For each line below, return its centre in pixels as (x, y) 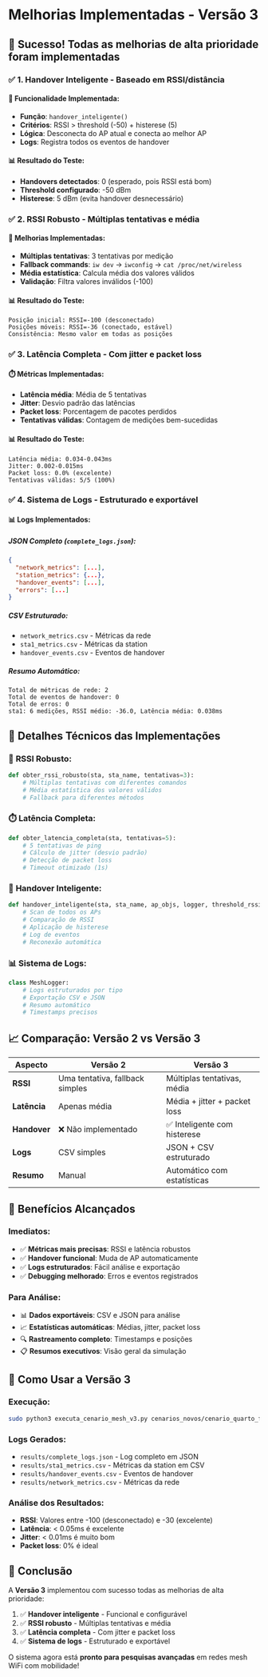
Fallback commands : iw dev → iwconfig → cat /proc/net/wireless (131, 265)
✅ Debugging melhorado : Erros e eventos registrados (109, 1276)
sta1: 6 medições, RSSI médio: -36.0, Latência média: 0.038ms (116, 711)
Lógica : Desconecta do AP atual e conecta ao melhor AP (113, 133)
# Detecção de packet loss (67, 861)
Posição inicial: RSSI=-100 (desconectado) (82, 320)
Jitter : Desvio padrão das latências (77, 403)
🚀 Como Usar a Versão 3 (70, 1379)
